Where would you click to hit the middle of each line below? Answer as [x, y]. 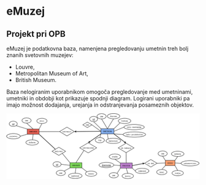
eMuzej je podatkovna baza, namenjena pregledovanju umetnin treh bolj [97, 48]
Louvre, [25, 67]
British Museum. [36, 80]
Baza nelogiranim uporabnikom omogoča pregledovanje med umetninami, [100, 92]
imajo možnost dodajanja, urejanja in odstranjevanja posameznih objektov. [100, 105]
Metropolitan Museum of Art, [52, 74]
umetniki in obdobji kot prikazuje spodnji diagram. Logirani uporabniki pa [98, 98]
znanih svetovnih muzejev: [40, 55]
